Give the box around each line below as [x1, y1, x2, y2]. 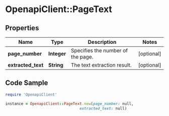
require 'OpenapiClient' [5, 92, 57, 97]
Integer [48, 50, 66, 57]
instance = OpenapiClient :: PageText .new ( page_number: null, [5, 101, 134, 106]
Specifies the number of [70, 47, 128, 54]
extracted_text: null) [79, 106, 127, 111]
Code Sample [5, 79, 48, 87]
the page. [70, 53, 94, 60]
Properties [5, 24, 39, 32]
